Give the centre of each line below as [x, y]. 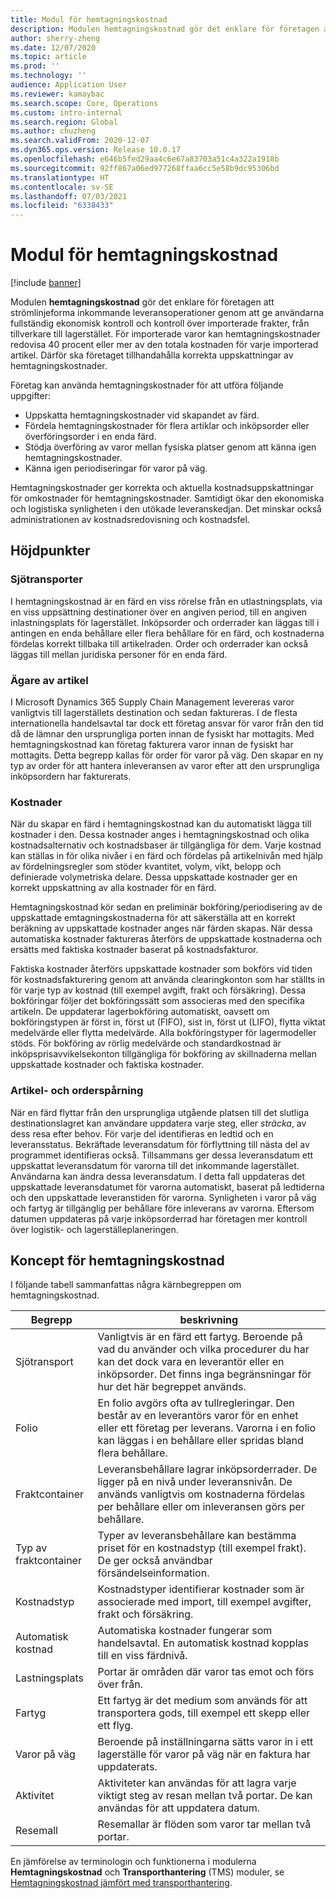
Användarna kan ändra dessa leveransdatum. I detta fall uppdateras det [158, 1176]
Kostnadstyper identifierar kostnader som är [201, 1589]
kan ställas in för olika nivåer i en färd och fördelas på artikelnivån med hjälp [166, 856]
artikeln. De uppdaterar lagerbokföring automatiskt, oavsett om [140, 1012]
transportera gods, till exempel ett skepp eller [204, 1713]
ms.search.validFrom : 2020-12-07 [80, 141]
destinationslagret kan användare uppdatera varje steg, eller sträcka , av [158, 1123]
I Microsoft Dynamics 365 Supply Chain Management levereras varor [152, 702]
